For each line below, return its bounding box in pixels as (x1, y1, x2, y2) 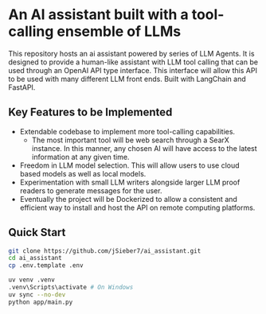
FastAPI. (8, 82, 36, 92)
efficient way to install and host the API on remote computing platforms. (19, 203, 256, 212)
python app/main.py (8, 298, 73, 306)
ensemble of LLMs (57, 22, 182, 41)
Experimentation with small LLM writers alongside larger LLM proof (19, 177, 241, 187)
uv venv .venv (8, 276, 56, 284)
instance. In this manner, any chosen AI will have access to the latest (31, 143, 257, 153)
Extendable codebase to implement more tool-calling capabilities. (19, 126, 236, 136)
